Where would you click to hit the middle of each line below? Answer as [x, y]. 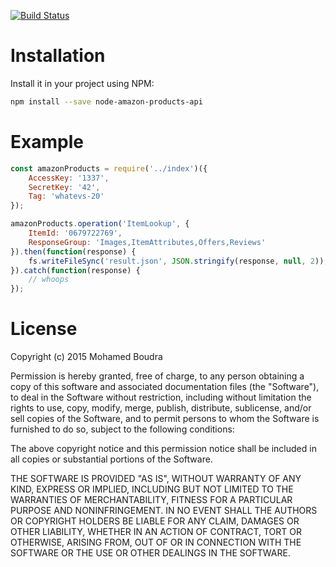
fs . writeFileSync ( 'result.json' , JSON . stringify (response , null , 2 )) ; [178, 261]
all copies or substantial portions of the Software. [111, 459]
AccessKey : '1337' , [69, 178]
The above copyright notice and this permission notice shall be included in [163, 449]
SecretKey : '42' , [64, 187]
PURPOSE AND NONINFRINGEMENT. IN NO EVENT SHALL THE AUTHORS [164, 511]
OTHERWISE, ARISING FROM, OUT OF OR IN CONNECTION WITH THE [156, 542]
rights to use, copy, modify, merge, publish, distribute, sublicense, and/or [161, 408]
